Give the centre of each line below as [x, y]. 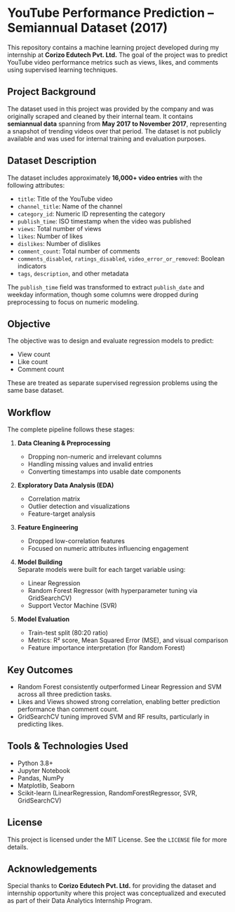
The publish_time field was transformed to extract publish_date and [106, 287]
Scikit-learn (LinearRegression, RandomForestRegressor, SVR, [107, 793]
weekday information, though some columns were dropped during [103, 294]
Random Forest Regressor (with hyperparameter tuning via [113, 591]
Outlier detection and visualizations [79, 507]
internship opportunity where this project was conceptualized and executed [117, 893]
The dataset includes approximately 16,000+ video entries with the [105, 178]
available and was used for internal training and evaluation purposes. [107, 138]
